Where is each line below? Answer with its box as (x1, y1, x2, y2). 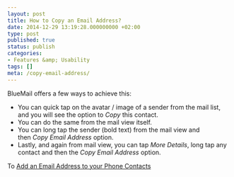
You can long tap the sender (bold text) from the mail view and (17, 125, 200, 134)
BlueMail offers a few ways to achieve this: (7, 89, 132, 98)
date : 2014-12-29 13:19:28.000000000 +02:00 (7, 23, 141, 30)
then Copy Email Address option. (17, 132, 115, 142)
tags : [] (7, 63, 33, 70)
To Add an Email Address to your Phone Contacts (7, 161, 151, 170)
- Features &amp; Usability (7, 57, 90, 64)
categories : (7, 50, 42, 57)
